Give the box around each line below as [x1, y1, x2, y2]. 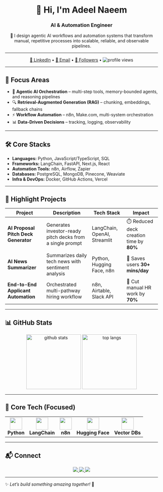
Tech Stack [94, 209, 120, 216]
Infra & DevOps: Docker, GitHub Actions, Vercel [12, 176, 108, 182]
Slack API [92, 293, 114, 300]
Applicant [7, 287, 31, 294]
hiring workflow [46, 293, 82, 300]
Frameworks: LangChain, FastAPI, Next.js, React [12, 161, 110, 167]
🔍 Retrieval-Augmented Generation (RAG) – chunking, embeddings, [12, 99, 151, 105]
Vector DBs [114, 429, 141, 436]
